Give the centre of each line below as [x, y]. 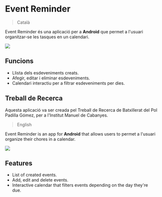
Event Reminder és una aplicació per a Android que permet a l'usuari [74, 31]
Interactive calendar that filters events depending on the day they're [80, 185]
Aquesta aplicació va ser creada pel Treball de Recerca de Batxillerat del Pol [81, 110]
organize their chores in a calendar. [40, 139]
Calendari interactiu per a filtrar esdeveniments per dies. [68, 83]
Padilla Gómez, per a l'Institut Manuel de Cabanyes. [57, 115]
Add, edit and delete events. [40, 180]
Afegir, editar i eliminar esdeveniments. [51, 78]
